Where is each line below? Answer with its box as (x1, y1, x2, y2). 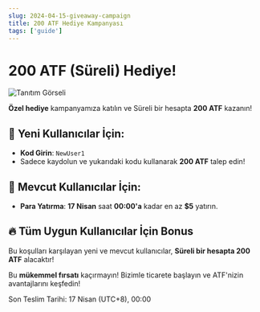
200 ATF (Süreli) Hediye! (8, 61, 177, 80)
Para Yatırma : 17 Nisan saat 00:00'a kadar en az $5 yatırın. (19, 201, 218, 211)
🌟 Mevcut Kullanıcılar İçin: (8, 180, 142, 194)
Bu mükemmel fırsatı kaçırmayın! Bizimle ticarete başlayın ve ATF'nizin (8, 270, 244, 280)
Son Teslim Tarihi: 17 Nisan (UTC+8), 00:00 (8, 294, 152, 304)
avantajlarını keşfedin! (8, 278, 81, 288)
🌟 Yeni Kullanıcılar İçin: (8, 126, 125, 141)
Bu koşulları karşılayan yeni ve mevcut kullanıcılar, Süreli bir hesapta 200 (8, 246, 250, 256)
